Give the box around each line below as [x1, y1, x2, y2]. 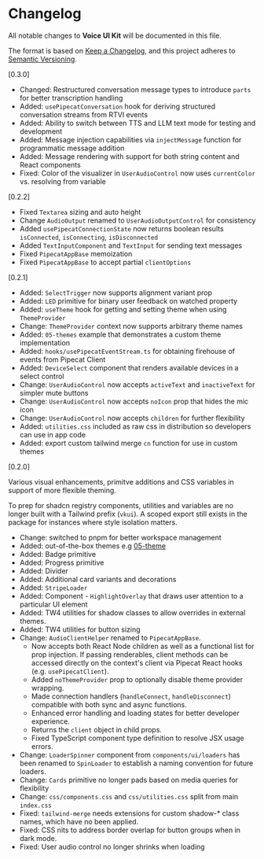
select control [19, 371, 64, 381]
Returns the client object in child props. [31, 724, 163, 734]
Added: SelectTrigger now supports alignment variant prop [19, 288, 213, 297]
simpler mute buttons [19, 388, 89, 397]
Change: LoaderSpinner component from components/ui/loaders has [19, 750, 240, 759]
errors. [31, 741, 53, 751]
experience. [31, 717, 71, 726]
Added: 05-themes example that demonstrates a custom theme [19, 330, 222, 339]
